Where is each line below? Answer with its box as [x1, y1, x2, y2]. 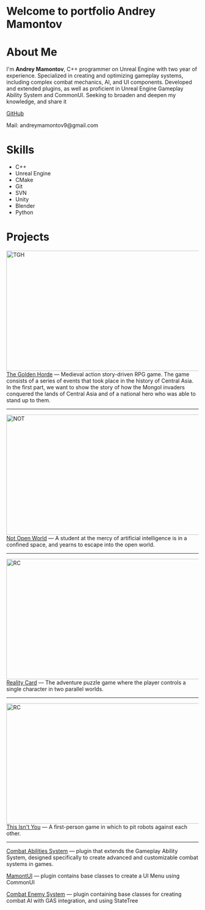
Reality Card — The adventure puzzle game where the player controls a [6, 679, 186, 686]
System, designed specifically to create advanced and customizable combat [6, 854, 198, 861]
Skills [6, 143, 35, 157]
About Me [6, 45, 57, 59]
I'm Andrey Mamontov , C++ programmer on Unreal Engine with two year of [6, 65, 197, 73]
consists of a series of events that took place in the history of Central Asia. [6, 377, 194, 384]
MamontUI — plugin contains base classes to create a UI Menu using [6, 872, 180, 879]
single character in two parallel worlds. [6, 686, 104, 692]
